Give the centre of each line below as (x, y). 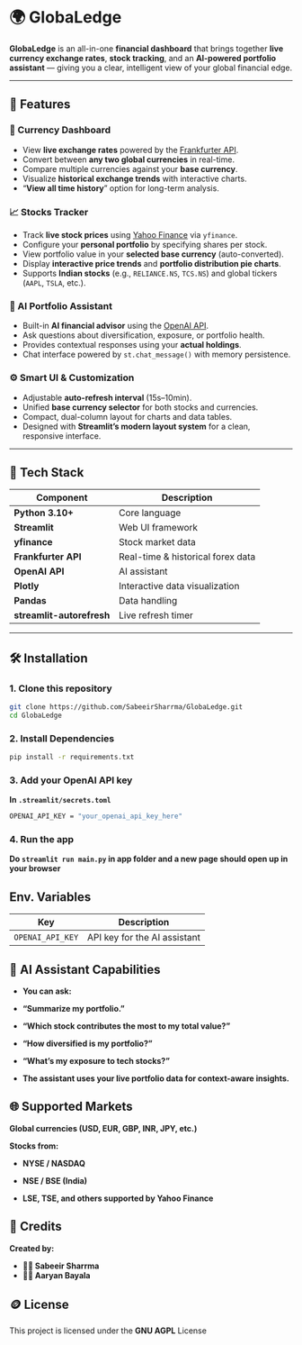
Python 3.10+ (44, 513)
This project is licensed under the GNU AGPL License (108, 1331)
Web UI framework (158, 528)
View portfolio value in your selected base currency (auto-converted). (153, 254)
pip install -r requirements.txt (72, 758)
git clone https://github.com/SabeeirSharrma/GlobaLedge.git (126, 707)
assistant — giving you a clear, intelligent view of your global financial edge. (151, 68)
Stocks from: (34, 1146)
